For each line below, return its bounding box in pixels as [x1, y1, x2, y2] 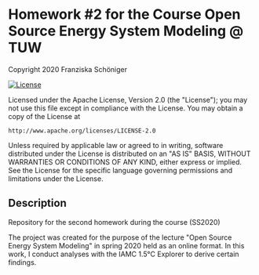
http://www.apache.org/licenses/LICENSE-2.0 [8, 127, 156, 135]
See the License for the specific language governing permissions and [8, 165, 233, 175]
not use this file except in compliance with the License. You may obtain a [8, 103, 243, 113]
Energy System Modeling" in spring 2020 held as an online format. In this [8, 241, 245, 250]
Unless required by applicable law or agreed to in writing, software [8, 140, 224, 150]
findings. [8, 257, 37, 267]
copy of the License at [8, 111, 81, 121]
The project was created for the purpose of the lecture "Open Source [8, 233, 232, 242]
